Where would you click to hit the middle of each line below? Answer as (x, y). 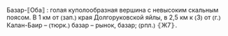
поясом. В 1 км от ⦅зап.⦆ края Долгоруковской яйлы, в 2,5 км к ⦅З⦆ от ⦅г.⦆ (114, 17)
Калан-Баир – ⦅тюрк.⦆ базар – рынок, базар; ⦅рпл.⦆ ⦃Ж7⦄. (92, 25)
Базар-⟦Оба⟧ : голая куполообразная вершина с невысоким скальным (113, 10)
